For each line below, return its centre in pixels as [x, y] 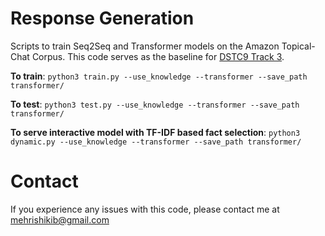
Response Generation [102, 18]
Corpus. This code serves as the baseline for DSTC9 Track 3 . [158, 56]
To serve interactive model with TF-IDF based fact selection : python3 [155, 132]
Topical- [298, 46]
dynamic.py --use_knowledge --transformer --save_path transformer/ [156, 142]
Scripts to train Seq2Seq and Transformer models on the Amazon [145, 46]
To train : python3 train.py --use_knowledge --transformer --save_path [159, 76]
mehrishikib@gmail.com [60, 219]
